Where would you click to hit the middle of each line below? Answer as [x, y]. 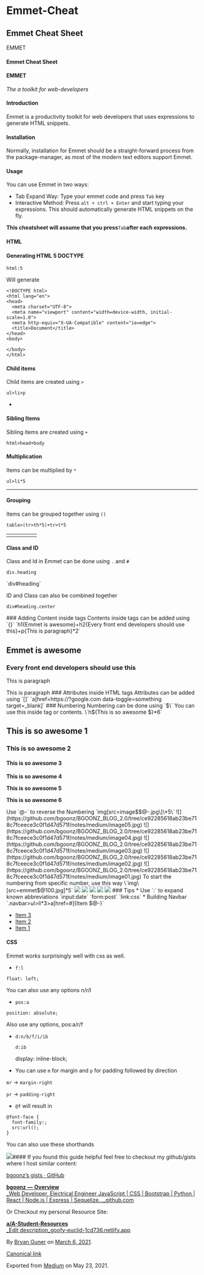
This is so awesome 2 [39, 748]
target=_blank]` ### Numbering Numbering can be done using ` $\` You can [101, 705]
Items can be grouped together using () [56, 514]
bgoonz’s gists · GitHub [36, 1175]
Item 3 [23, 915]
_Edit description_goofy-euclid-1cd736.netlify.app [68, 1230]
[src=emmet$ [23, 890]
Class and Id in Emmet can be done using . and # [68, 561]
